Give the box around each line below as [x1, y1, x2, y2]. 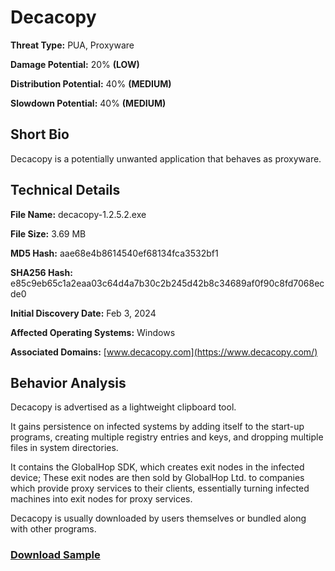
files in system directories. [10, 442, 119, 454]
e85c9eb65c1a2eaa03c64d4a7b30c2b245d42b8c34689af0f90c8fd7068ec [10, 277, 325, 289]
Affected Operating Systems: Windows [10, 326, 176, 338]
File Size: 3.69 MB [10, 227, 87, 240]
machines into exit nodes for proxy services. [10, 493, 193, 505]
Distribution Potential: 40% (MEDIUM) [10, 77, 172, 90]
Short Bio [10, 126, 70, 143]
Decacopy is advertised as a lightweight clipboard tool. [10, 401, 237, 413]
